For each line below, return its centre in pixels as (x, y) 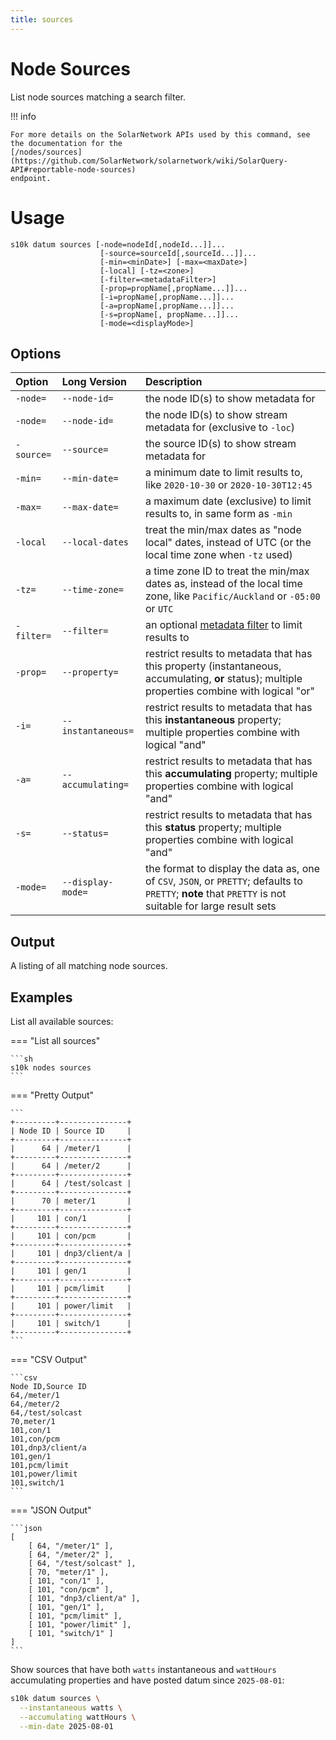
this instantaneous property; (213, 720)
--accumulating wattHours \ (78, 1717)
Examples (41, 997)
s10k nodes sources (51, 1067)
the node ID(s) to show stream (216, 415)
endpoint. (31, 178)
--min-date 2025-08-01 (66, 1726)
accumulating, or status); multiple (223, 679)
